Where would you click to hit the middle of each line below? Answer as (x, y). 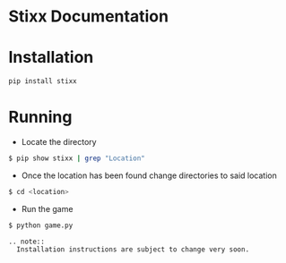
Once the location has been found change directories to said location (149, 175)
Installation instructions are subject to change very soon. (133, 249)
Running (40, 117)
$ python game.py (41, 225)
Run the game (47, 208)
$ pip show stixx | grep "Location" (77, 158)
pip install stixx (43, 81)
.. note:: (27, 242)
